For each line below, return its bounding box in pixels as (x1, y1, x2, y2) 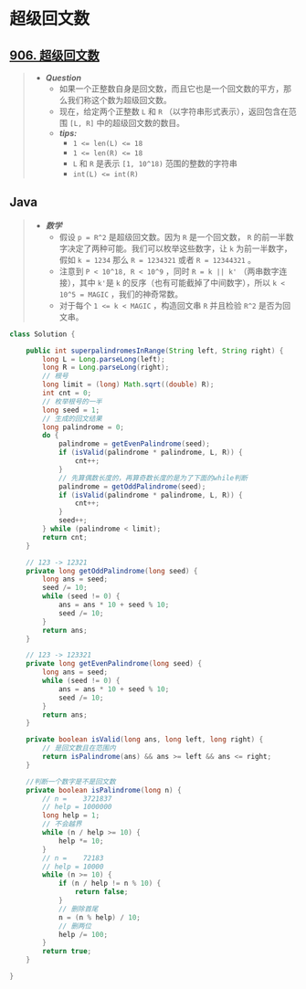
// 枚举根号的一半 (42, 396, 102, 406)
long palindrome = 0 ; (42, 422, 125, 432)
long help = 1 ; (42, 811, 100, 820)
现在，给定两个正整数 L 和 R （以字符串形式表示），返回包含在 (58, 106, 290, 117)
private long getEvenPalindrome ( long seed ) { (26, 659, 203, 668)
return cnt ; (42, 532, 89, 542)
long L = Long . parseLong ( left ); (42, 354, 166, 363)
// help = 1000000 (42, 803, 112, 812)
